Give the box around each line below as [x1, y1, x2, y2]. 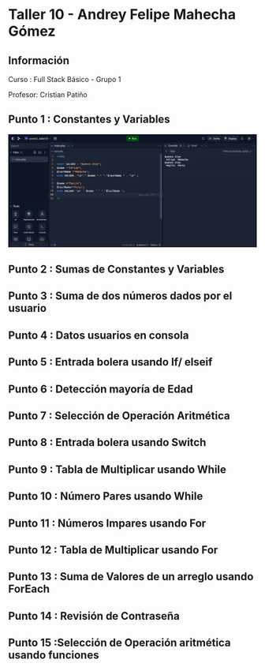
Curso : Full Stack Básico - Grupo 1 [8, 75, 121, 84]
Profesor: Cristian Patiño [8, 90, 88, 99]
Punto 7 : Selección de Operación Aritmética [8, 409, 230, 423]
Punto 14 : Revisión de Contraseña [8, 609, 180, 623]
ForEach [8, 583, 50, 596]
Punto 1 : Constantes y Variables [8, 113, 171, 126]
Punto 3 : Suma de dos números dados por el [8, 290, 233, 303]
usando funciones [8, 649, 99, 662]
